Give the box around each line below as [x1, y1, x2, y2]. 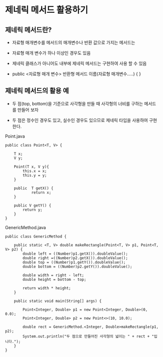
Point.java [5, 133, 25, 139]
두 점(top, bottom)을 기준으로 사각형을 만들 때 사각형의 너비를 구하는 [12, 100, 143, 106]
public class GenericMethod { [5, 234, 67, 239]
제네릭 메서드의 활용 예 [5, 87, 70, 95]
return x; [31, 190, 51, 195]
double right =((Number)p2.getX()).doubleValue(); [23, 255, 128, 261]
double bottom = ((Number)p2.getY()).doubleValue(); [23, 264, 133, 269]
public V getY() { [14, 203, 51, 208]
